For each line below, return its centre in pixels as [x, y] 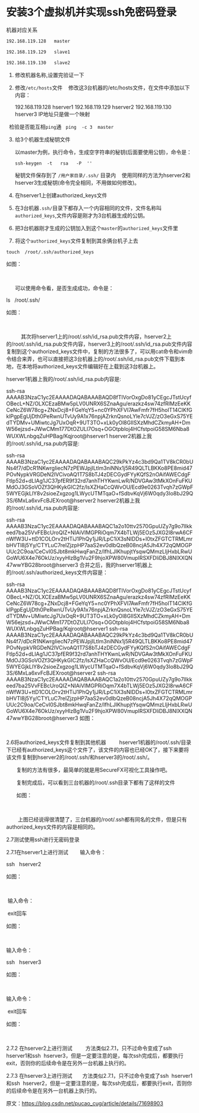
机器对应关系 [22, 30]
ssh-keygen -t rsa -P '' [53, 163]
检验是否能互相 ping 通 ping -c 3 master [61, 126]
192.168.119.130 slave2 [38, 63]
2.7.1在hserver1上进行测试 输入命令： [56, 852]
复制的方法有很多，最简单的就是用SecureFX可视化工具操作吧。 [93, 770]
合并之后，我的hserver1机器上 [116, 565]
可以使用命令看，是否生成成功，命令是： [64, 288]
